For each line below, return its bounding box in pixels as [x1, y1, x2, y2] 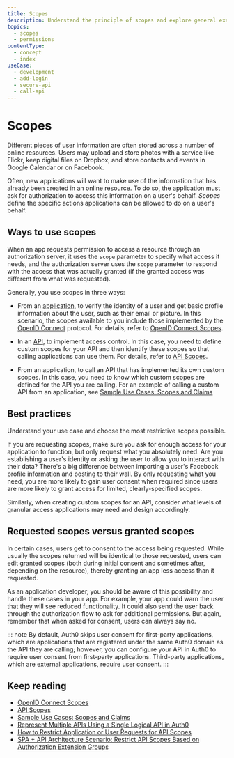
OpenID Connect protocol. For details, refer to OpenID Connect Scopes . [17, 323, 224, 332]
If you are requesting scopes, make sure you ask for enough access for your [7, 440, 226, 448]
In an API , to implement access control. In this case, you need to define [17, 337, 221, 346]
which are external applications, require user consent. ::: [7, 660, 169, 668]
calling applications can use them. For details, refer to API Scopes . [17, 352, 208, 360]
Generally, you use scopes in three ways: [7, 288, 125, 296]
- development [13, 68, 54, 75]
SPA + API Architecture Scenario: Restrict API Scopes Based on [17, 736, 200, 744]
